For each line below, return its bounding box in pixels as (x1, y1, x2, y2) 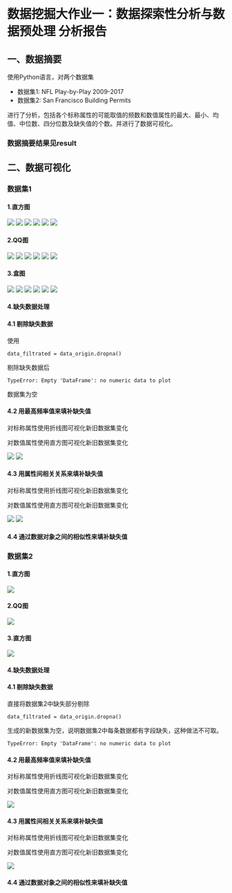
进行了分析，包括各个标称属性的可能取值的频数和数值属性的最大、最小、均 (7, 111, 219, 119)
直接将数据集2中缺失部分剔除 (7, 699, 90, 708)
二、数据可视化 (7, 162, 71, 173)
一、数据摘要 (7, 53, 62, 65)
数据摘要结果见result (7, 138, 77, 148)
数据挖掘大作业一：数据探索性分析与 (7, 6, 213, 22)
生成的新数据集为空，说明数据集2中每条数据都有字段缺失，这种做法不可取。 (7, 726, 223, 734)
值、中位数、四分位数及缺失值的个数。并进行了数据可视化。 (7, 119, 177, 128)
